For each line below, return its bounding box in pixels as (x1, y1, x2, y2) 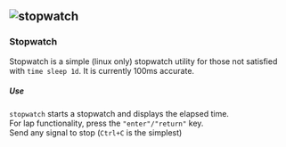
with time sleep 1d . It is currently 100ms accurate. (9, 65, 194, 76)
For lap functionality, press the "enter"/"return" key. (9, 118, 204, 128)
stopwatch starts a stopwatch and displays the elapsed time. (9, 108, 230, 118)
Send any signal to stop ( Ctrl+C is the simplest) (9, 127, 183, 138)
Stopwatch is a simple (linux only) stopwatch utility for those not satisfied (9, 55, 278, 67)
